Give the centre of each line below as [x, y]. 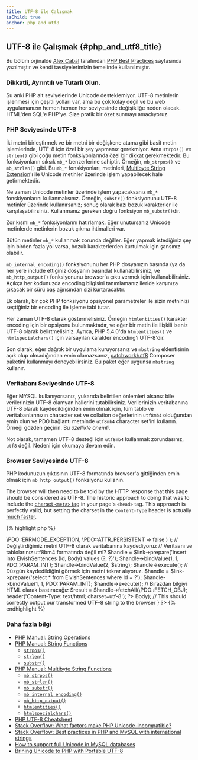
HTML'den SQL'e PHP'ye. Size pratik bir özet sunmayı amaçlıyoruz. [88, 114]
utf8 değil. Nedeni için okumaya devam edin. [61, 446]
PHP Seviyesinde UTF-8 [41, 130]
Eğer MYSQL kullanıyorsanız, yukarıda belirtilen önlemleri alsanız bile [90, 396]
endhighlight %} [26, 609]
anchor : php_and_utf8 [33, 23]
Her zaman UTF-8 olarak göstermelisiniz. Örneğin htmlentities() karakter [97, 318]
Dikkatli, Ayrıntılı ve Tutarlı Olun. [53, 82]
